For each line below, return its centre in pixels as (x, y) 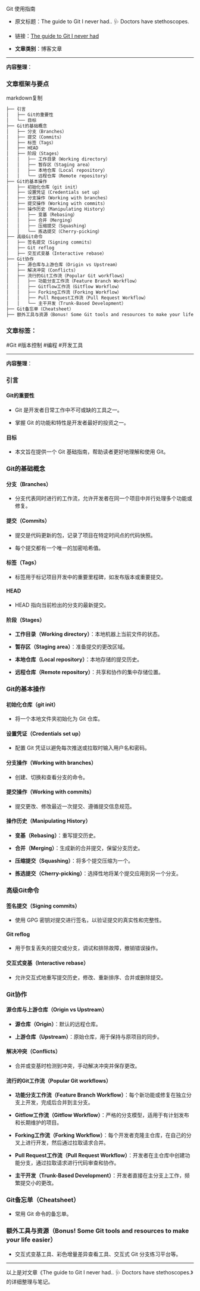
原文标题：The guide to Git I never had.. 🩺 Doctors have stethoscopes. (102, 21)
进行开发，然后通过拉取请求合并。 (67, 1143)
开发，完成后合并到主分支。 (59, 1102)
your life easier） (31, 1240)
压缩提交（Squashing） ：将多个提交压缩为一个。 (74, 861)
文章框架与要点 (28, 84)
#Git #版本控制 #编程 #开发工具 (45, 345)
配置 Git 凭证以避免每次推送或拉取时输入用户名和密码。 (82, 748)
